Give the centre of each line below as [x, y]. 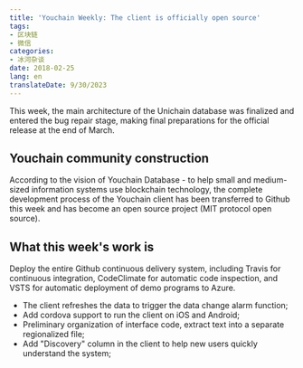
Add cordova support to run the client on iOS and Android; [131, 315]
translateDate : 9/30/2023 [58, 85]
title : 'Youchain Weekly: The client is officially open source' [135, 18]
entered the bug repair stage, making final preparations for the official [139, 120]
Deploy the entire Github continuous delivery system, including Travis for [145, 269]
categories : [32, 52]
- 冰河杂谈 [27, 60]
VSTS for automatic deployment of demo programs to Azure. [123, 288]
